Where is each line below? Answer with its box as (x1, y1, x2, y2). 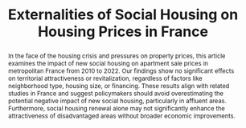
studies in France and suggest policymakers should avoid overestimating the (7, 89, 223, 98)
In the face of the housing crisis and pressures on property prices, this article (7, 51, 226, 60)
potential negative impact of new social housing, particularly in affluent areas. (7, 96, 227, 105)
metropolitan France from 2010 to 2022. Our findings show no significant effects (7, 66, 235, 75)
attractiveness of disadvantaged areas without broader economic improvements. (7, 111, 236, 120)
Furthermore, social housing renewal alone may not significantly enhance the (7, 104, 225, 113)
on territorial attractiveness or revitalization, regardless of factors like (7, 74, 203, 82)
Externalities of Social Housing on (7, 6, 239, 24)
